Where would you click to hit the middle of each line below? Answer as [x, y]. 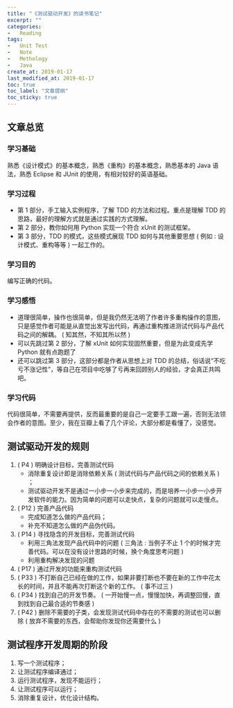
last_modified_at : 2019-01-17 [51, 78]
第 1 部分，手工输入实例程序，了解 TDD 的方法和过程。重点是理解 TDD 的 [121, 210]
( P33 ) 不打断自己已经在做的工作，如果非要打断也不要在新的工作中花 [116, 578]
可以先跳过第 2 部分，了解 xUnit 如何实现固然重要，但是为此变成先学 [115, 343]
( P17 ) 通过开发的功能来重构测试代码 [70, 568]
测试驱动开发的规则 [48, 447]
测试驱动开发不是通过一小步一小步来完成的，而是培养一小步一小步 [122, 491]
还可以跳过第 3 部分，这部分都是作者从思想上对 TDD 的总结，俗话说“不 [118, 360]
